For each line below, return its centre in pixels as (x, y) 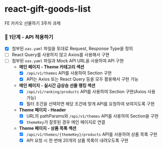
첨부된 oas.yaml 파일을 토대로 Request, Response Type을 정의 (72, 49)
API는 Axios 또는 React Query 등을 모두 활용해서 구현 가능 (82, 79)
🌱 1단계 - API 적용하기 (29, 37)
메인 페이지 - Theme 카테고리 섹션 (51, 67)
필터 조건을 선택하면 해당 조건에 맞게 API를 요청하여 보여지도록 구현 (90, 104)
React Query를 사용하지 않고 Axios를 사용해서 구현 (60, 55)
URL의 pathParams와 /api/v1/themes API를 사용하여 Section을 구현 (92, 116)
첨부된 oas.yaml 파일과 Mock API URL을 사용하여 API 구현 (68, 61)
